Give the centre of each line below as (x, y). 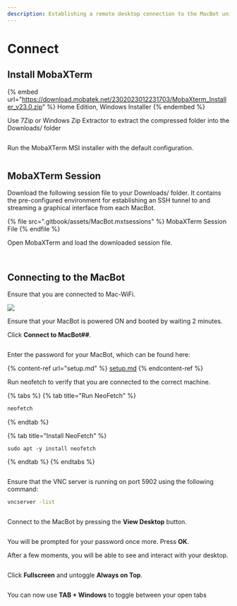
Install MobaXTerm (50, 75)
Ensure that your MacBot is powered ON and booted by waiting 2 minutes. (115, 321)
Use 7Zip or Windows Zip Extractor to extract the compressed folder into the (119, 120)
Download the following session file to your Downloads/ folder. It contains (114, 193)
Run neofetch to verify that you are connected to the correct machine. (109, 382)
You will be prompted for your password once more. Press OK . (98, 541)
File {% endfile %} (34, 229)
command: (23, 489)
